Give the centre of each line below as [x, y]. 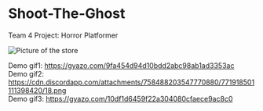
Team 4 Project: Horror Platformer [63, 35]
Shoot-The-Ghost [67, 14]
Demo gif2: [26, 73]
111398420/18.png [37, 90]
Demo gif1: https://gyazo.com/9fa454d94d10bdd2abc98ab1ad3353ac [121, 65]
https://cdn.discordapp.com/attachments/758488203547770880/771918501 [131, 82]
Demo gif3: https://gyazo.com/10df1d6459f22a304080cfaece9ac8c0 [121, 98]
